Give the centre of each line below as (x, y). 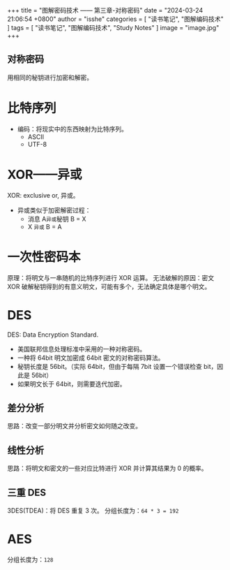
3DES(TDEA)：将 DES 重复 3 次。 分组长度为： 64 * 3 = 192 (93, 511)
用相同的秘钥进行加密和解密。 (50, 77)
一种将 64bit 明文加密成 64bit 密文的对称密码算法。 (91, 358)
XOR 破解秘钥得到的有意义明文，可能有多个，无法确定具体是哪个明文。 (109, 286)
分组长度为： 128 (30, 559)
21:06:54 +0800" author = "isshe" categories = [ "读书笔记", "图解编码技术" (116, 19)
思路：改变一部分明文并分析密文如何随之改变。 (74, 426)
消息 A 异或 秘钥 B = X (57, 219)
